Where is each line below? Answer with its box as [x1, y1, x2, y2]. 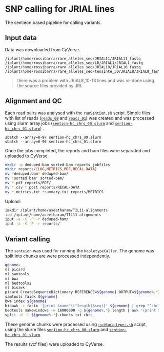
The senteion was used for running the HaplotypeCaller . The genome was [5, 248, 155, 253]
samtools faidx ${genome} [5, 294, 58, 299]
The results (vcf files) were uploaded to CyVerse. [5, 341, 104, 347]
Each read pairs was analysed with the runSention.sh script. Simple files [5, 110, 150, 116]
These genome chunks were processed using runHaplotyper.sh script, [5, 321, 147, 327]
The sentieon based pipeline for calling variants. [5, 20, 102, 25]
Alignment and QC [5, 97, 62, 105]
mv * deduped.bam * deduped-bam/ [5, 171, 69, 176]
